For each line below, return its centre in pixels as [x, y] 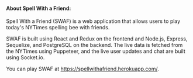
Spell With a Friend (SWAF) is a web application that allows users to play [93, 21]
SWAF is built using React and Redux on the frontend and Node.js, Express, [97, 39]
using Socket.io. [25, 57]
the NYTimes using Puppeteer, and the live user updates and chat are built [96, 51]
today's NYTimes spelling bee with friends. [58, 28]
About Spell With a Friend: [39, 8]
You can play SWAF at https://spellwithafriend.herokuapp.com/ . [82, 69]
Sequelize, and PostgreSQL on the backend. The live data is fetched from [94, 45]
